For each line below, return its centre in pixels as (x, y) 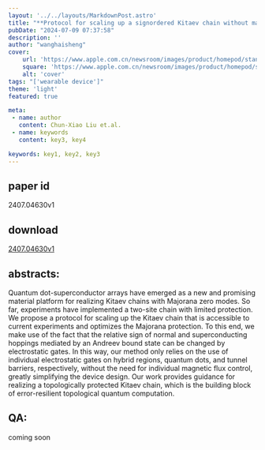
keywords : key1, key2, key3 (54, 154)
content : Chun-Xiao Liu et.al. (70, 126)
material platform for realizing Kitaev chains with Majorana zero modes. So (129, 301)
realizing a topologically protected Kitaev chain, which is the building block (130, 384)
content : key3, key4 (52, 140)
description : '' (35, 37)
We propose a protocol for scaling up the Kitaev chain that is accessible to (129, 317)
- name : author (36, 118)
